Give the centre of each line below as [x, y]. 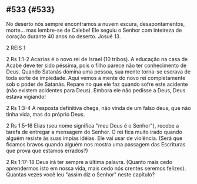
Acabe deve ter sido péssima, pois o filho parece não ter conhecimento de [96, 65]
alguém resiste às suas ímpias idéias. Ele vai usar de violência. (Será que [94, 138]
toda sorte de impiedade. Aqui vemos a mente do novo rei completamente [96, 78]
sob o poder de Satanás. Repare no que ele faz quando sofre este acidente [97, 84]
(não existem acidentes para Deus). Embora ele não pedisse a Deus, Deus [96, 90]
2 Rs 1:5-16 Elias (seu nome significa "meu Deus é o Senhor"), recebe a [93, 125]
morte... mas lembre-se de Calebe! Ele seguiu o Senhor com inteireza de [94, 30]
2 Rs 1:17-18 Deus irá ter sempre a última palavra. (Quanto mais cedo [89, 162]
